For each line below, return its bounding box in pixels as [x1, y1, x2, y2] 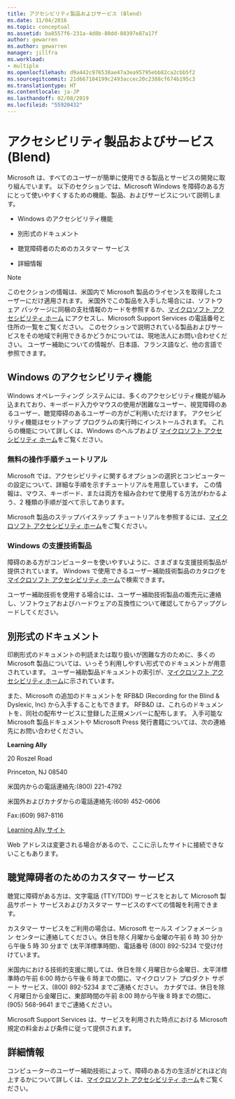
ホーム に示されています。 [45, 677, 118, 685]
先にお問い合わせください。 [7, 727, 87, 735]
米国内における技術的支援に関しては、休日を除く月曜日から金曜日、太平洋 [7, 965, 222, 974]
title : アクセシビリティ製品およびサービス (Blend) [7, 10, 143, 18]
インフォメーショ [174, 924, 224, 932]
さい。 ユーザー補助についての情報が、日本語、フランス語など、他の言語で [7, 340, 222, 348]
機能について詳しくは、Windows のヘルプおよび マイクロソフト [19, 426, 203, 435]
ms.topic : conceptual [7, 23, 71, 30]
